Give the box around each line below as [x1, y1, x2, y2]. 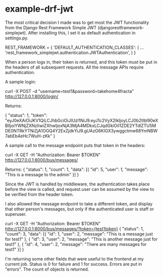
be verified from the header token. [5, 191, 74, 197]
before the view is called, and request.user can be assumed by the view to [5, 186, 154, 192]
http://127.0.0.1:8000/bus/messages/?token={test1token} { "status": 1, [5, 225, 144, 232]
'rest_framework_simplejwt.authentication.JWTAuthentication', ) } [5, 50, 136, 55]
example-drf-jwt [5, 3, 74, 15]
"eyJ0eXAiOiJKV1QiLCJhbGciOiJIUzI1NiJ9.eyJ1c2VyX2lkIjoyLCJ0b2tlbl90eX [5, 117, 159, 123]
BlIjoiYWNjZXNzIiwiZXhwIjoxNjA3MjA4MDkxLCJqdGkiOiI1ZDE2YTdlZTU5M [5, 123, 157, 129]
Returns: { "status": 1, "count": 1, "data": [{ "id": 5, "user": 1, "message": [5, 166, 148, 172]
